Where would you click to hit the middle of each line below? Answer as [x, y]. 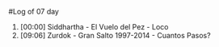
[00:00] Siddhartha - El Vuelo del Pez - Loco [94, 27]
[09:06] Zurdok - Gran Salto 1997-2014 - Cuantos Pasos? [116, 35]
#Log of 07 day [34, 12]
